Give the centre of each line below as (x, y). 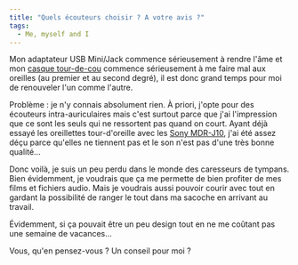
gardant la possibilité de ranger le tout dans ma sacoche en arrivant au (139, 197)
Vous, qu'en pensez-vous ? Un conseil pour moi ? (100, 251)
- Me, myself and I (53, 34)
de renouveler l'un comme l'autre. (71, 88)
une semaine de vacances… (61, 234)
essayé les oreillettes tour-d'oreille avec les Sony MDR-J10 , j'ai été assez (143, 133)
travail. (21, 207)
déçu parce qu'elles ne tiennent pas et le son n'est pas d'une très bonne (142, 142)
